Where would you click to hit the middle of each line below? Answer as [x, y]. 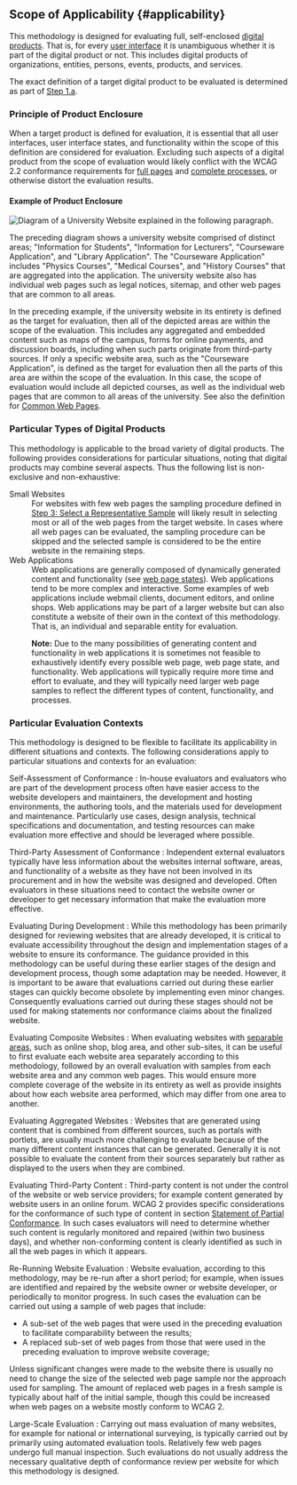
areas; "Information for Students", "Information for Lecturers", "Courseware [147, 247]
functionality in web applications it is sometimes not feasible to [146, 653]
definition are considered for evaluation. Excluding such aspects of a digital [147, 152]
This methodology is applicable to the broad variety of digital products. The [147, 449]
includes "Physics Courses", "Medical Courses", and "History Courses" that [147, 266]
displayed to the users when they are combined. [97, 1168]
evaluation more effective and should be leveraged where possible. [132, 835]
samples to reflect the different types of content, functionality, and [152, 690]
